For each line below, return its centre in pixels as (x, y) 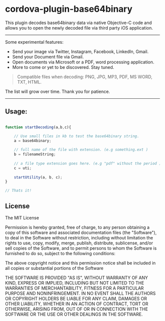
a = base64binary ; (33, 141)
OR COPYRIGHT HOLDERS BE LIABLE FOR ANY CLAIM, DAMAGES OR (76, 298)
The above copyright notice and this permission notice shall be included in (80, 263)
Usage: (16, 112)
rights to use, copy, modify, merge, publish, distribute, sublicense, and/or (79, 243)
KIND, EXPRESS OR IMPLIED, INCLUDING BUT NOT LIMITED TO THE (75, 283)
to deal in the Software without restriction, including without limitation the (79, 237)
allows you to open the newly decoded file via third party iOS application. (79, 28)
